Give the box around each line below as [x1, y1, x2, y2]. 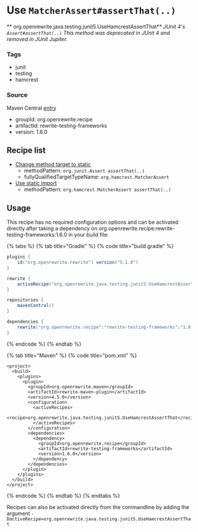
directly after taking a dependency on [6, 225, 98, 232]
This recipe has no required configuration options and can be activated [6, 219, 179, 226]
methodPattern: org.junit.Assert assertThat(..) [24, 167, 145, 174]
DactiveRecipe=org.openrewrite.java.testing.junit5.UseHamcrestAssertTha [6, 516, 192, 522]
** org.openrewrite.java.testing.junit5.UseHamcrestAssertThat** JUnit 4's [6, 23, 186, 30]
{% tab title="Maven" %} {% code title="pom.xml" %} [6, 352, 137, 359]
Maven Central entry [6, 104, 56, 111]
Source [6, 91, 28, 99]
